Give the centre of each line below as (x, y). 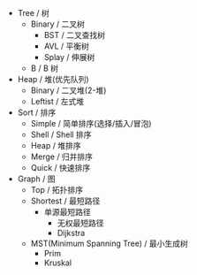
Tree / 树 (34, 13)
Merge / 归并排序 (62, 157)
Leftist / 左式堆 (57, 101)
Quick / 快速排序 (61, 168)
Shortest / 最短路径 (65, 201)
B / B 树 (45, 68)
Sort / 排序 (37, 112)
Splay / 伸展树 (69, 57)
